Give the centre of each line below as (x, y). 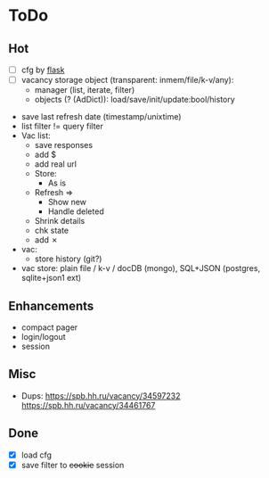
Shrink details (60, 221)
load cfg (37, 455)
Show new (67, 202)
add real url (56, 164)
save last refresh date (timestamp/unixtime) (101, 117)
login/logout (43, 336)
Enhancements (51, 305)
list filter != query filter (62, 127)
